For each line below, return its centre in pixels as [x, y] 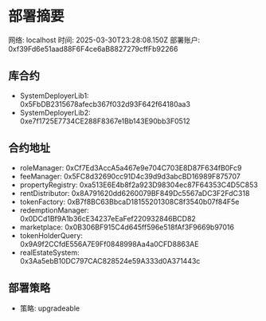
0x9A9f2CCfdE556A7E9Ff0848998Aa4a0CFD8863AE [109, 244]
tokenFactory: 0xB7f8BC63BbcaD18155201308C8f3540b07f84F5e [129, 202]
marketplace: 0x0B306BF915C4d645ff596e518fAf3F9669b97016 [127, 227]
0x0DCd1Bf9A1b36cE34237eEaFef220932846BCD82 [108, 218]
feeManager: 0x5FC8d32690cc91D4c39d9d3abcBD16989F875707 [130, 176]
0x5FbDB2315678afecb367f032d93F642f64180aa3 [105, 104]
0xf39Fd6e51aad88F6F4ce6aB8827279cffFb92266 [93, 49]
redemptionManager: [54, 210]
